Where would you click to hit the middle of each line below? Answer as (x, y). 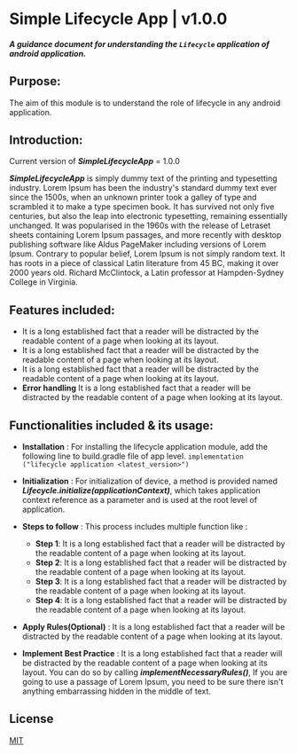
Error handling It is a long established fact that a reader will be (136, 388)
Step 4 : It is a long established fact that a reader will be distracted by (161, 601)
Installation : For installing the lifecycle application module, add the (145, 447)
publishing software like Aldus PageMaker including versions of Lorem (138, 245)
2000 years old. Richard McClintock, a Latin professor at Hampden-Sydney (147, 273)
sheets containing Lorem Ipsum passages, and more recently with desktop (145, 235)
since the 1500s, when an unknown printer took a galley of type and (133, 197)
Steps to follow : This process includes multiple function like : (135, 527)
